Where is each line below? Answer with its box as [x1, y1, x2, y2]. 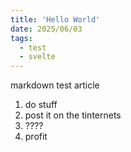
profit [24, 131, 48, 143]
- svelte [19, 52, 56, 62]
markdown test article [10, 79, 100, 91]
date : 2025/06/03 [10, 24, 83, 34]
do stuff [24, 99, 58, 111]
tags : [10, 33, 33, 43]
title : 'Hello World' [10, 14, 101, 25]
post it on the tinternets [24, 109, 122, 121]
